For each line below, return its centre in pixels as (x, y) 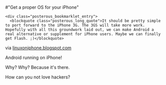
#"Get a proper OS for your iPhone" (42, 7)
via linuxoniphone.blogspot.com (38, 48)
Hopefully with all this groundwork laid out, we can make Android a (80, 30)
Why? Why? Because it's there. (37, 67)
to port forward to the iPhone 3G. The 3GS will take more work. (75, 25)
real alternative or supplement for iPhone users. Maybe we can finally (83, 34)
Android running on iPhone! (34, 58)
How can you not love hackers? (38, 77)
